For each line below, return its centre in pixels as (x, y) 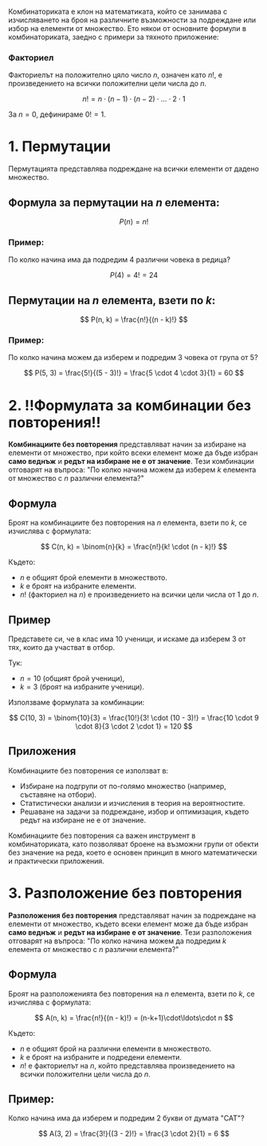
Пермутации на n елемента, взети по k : (112, 300)
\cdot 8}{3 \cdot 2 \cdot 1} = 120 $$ (134, 727)
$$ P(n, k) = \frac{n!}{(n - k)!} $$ (134, 319)
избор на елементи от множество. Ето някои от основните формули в (128, 28)
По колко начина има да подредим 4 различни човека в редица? (120, 260)
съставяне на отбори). (58, 795)
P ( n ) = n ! (134, 222)
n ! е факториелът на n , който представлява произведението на (127, 1065)
